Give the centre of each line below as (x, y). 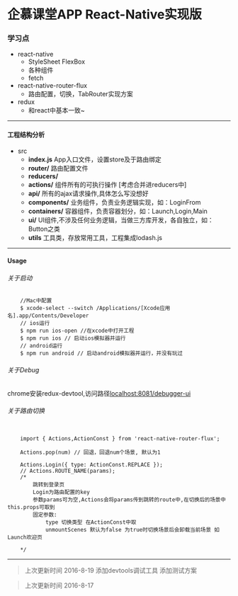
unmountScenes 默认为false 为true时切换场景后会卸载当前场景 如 (132, 529)
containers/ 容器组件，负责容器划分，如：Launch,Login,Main (118, 211)
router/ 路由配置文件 (58, 168)
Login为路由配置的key (61, 492)
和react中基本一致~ (56, 110)
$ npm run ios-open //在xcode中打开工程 (77, 331)
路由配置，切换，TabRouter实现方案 (80, 94)
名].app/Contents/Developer (48, 316)
